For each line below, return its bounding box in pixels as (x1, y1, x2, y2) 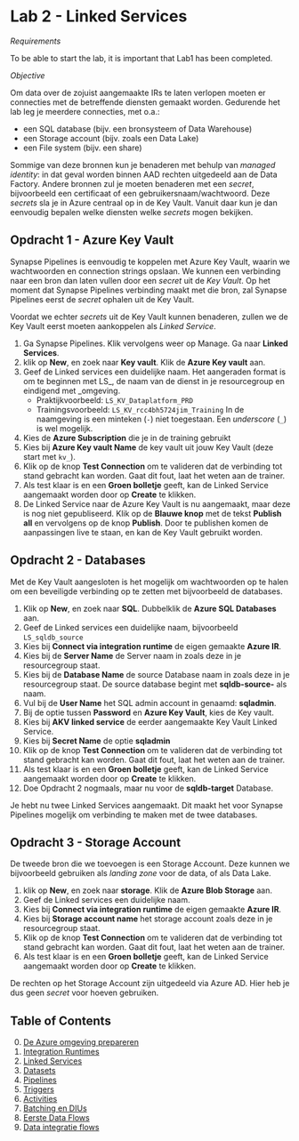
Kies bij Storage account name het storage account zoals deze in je (22, 913, 273, 924)
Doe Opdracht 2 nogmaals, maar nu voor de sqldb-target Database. (22, 783, 274, 793)
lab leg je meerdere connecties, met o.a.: (10, 106, 160, 117)
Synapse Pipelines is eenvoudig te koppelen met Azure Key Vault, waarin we (10, 256, 290, 267)
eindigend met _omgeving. (22, 385, 121, 396)
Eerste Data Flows (22, 1113, 90, 1123)
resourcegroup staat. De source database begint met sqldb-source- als (22, 679, 287, 689)
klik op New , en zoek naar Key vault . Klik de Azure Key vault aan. (22, 357, 266, 367)
